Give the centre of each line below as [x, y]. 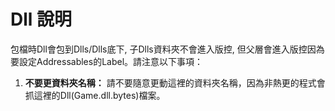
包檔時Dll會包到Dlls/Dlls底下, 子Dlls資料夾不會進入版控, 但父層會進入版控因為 [167, 49]
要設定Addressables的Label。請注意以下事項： [107, 61]
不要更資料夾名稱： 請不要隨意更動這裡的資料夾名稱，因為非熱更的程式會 [175, 82]
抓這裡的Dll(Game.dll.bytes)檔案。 [95, 95]
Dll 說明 [41, 19]
